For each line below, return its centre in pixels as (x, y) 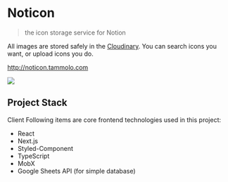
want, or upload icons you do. (50, 54)
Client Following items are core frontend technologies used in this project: (114, 120)
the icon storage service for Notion (75, 32)
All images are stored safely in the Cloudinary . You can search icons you (112, 46)
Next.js (28, 141)
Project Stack (38, 103)
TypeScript (33, 156)
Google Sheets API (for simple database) (76, 171)
